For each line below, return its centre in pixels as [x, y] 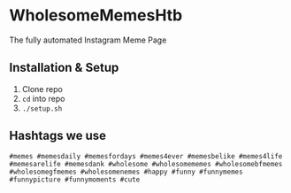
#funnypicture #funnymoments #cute [75, 179]
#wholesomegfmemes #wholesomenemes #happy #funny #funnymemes [126, 172]
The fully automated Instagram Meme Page [88, 40]
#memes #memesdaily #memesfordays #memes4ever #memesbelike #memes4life [146, 156]
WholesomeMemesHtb [96, 15]
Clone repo [42, 89]
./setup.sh [42, 108]
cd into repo [43, 98]
